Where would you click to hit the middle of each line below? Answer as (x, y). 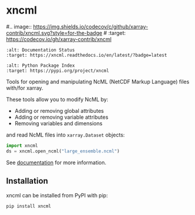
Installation (27, 181)
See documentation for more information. (56, 162)
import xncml (22, 145)
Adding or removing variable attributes (62, 117)
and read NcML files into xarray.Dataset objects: (65, 135)
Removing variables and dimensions (59, 123)
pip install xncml (29, 206)
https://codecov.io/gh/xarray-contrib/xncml (59, 39)
